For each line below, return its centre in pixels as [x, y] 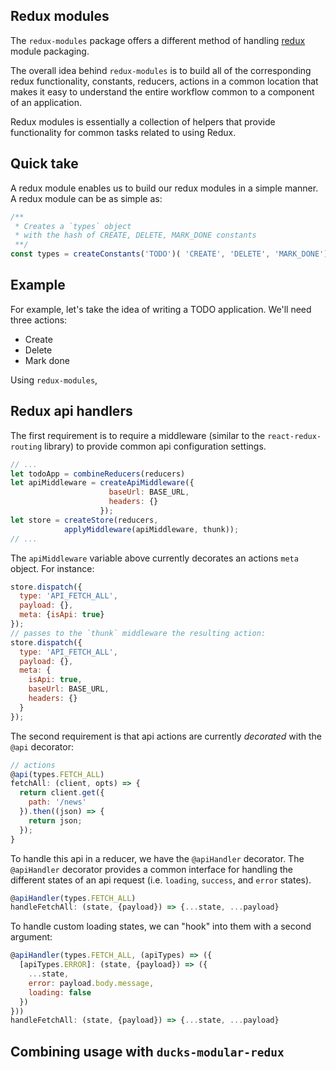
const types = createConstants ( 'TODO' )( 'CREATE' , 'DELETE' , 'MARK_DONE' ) [169, 254]
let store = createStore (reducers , [84, 520]
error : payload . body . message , [91, 983]
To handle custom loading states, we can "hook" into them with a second [161, 926]
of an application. [46, 102]
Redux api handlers [71, 411]
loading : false [60, 992]
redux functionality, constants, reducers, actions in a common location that [164, 81]
